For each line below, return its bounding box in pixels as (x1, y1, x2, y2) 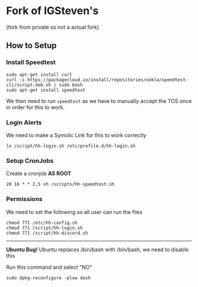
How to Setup (6, 41, 57, 51)
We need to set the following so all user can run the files (6, 208, 143, 215)
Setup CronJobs (6, 156, 54, 165)
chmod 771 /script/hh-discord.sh (6, 230, 88, 236)
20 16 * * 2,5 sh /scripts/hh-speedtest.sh (6, 181, 115, 188)
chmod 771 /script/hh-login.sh (6, 225, 83, 231)
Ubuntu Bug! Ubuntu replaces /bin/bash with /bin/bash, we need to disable (6, 246, 189, 253)
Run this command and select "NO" (6, 263, 93, 271)
